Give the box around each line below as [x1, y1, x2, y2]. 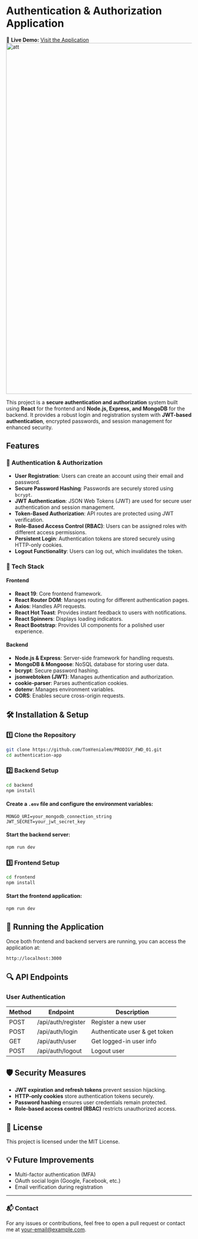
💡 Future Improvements [6, 1155, 94, 1165]
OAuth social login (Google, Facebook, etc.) [14, 1177, 121, 1184]
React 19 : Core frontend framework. [14, 590, 103, 597]
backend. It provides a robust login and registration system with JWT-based [6, 411, 192, 418]
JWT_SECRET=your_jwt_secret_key [6, 819, 85, 825]
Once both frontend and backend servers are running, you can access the [6, 938, 186, 945]
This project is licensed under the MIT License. [6, 1138, 120, 1145]
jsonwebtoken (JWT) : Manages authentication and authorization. [14, 673, 174, 680]
